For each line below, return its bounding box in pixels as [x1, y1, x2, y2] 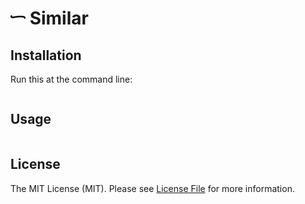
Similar [29, 7, 89, 30]
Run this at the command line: [10, 73, 133, 85]
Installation [10, 47, 82, 64]
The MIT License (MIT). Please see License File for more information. [10, 182, 295, 194]
